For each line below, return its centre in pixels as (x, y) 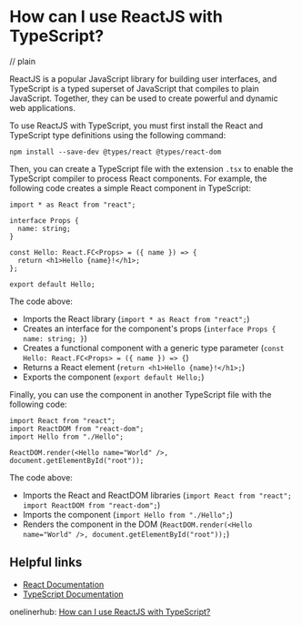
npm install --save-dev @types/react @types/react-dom (116, 152)
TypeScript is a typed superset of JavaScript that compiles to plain (134, 88)
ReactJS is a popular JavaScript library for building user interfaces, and (143, 78)
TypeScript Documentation (73, 594)
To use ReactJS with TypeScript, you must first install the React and (136, 126)
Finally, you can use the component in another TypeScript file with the (141, 394)
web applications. (42, 107)
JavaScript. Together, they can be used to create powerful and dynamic (144, 98)
